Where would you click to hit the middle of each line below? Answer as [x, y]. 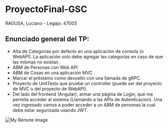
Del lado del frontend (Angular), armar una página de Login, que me [83, 94]
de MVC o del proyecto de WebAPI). [50, 89]
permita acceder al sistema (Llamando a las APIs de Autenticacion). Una [87, 99]
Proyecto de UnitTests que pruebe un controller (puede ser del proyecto [87, 83]
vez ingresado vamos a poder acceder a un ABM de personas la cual [84, 105]
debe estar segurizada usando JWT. [50, 110]
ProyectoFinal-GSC [46, 9]
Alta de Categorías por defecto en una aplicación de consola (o [78, 51]
